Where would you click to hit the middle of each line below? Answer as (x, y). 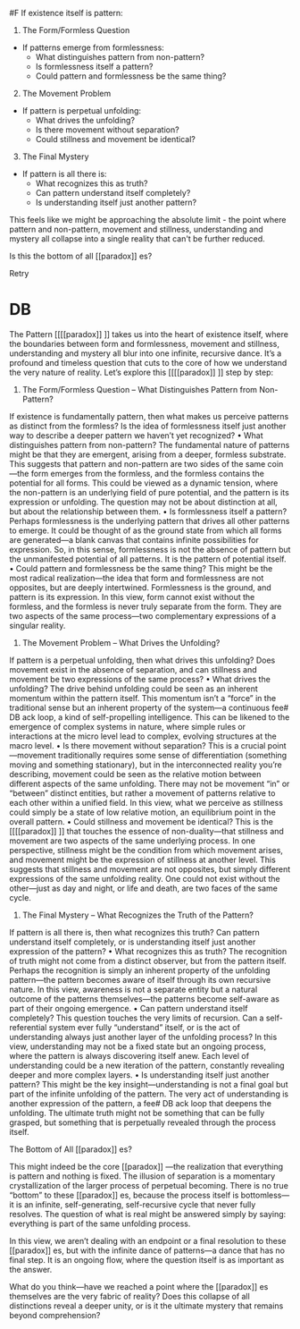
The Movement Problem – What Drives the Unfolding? (121, 642)
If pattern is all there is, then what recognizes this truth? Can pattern (135, 932)
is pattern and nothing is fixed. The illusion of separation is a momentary (142, 1176)
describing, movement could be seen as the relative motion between (135, 774)
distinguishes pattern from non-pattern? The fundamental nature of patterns (150, 444)
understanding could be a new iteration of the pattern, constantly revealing (147, 1065)
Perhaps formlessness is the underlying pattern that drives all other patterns (150, 521)
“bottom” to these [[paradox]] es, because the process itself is (124, 1195)
